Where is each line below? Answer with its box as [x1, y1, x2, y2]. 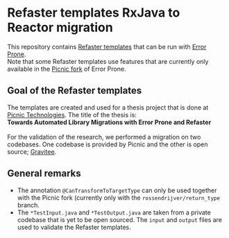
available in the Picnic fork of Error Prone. [7, 65, 126, 73]
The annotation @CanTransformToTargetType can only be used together [17, 186, 217, 194]
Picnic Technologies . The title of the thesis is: [7, 110, 137, 119]
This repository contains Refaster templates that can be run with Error [7, 42, 207, 51]
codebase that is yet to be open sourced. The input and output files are [17, 215, 223, 223]
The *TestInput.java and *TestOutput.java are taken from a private [17, 208, 212, 216]
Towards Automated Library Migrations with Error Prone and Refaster [7, 118, 212, 126]
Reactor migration [7, 19, 113, 35]
